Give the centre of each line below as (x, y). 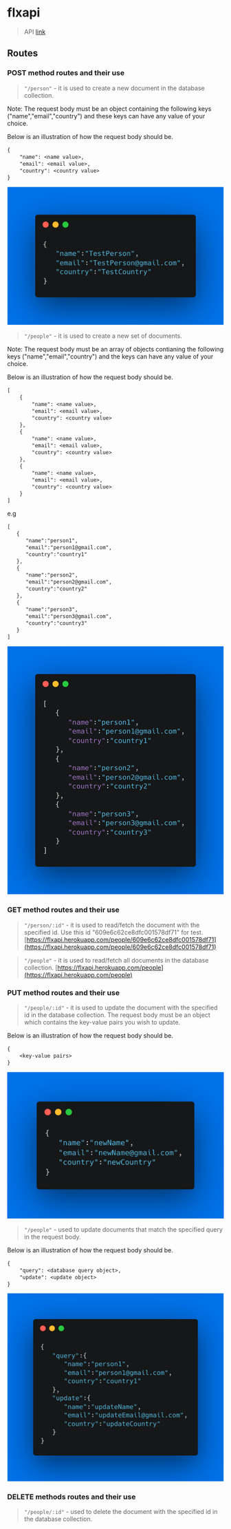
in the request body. (52, 1237)
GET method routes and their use (64, 910)
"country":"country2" (56, 589)
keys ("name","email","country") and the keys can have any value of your (110, 356)
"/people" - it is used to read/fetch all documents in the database (116, 960)
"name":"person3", (52, 610)
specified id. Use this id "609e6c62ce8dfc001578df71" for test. (113, 932)
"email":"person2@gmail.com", (68, 582)
